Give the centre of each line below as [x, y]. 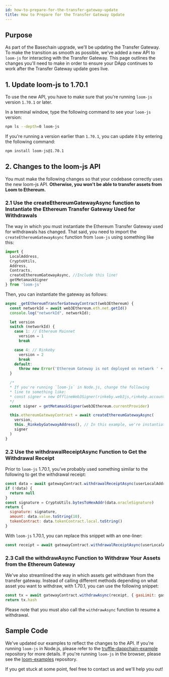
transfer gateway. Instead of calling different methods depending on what [81, 580]
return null [22, 493]
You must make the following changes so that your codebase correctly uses [84, 179]
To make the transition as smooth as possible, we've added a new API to [80, 53]
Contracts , [21, 270]
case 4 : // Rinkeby [35, 350]
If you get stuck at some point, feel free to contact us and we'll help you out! [84, 669]
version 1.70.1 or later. [29, 102]
